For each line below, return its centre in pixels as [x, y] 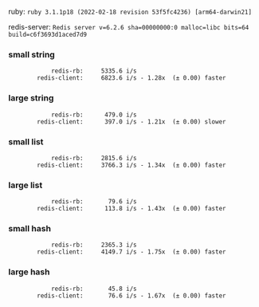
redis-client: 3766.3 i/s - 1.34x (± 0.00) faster [131, 165]
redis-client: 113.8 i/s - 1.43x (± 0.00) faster [131, 209]
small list [26, 141]
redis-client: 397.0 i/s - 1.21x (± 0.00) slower [131, 122]
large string [31, 98]
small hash [30, 229]
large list [26, 185]
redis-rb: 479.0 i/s [94, 115]
